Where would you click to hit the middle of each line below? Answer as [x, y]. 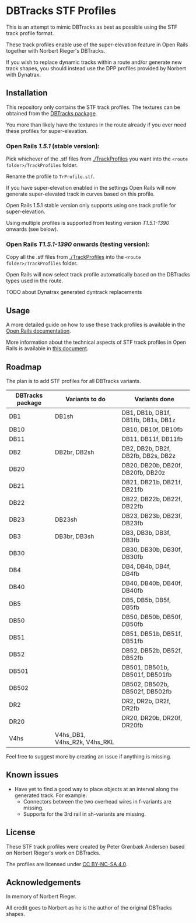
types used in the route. [35, 281]
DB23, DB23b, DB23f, [152, 515]
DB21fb [132, 489]
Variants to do [86, 399]
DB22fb [132, 506]
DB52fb [132, 658]
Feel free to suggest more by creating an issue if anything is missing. [89, 756]
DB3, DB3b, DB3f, [146, 532]
